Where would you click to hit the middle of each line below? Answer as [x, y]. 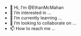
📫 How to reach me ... [32, 28]
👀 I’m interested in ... [30, 13]
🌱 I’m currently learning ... [36, 18]
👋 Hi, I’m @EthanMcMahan [37, 8]
